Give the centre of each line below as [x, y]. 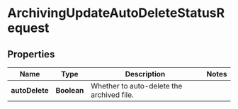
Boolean [70, 90]
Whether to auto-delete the [137, 86]
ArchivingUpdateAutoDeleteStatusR [116, 13]
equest [28, 28]
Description [145, 74]
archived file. [113, 95]
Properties [31, 54]
